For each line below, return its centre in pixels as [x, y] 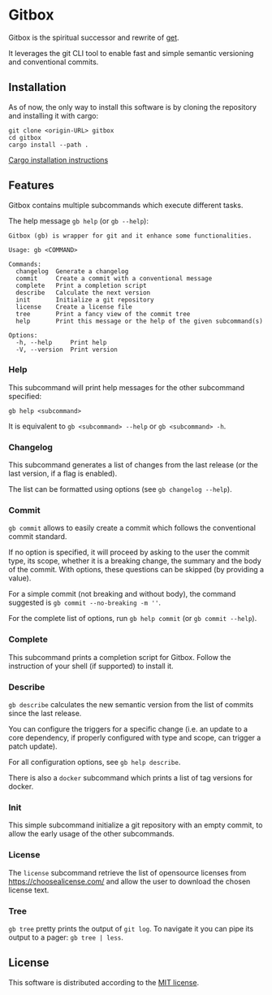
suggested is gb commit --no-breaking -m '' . [84, 602]
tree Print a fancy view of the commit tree [103, 314]
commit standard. [38, 537]
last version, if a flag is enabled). [63, 474]
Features [31, 186]
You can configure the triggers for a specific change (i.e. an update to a [128, 729]
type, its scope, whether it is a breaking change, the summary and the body [135, 561]
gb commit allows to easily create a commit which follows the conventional [132, 528]
